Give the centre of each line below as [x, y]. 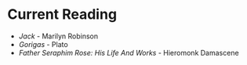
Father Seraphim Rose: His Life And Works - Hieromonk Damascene [129, 52]
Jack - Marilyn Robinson [58, 36]
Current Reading [62, 14]
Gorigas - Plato [43, 44]
